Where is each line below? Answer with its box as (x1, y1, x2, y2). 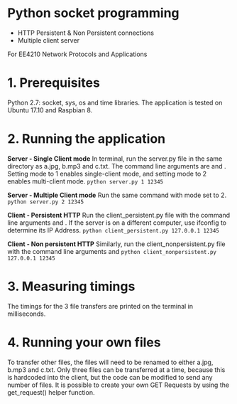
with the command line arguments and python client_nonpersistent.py (7, 247, 216, 255)
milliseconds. (7, 309, 46, 318)
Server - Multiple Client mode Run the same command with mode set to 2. (7, 191, 227, 199)
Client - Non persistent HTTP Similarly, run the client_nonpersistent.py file (7, 240, 226, 248)
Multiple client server (17, 36, 80, 44)
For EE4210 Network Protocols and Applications (7, 50, 148, 58)
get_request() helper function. (7, 388, 95, 396)
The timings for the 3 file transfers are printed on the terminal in (7, 302, 194, 310)
